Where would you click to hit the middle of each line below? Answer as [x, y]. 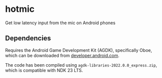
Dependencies [28, 38]
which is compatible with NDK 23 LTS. [44, 70]
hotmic [20, 9]
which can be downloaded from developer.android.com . [62, 55]
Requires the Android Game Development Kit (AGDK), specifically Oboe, [79, 50]
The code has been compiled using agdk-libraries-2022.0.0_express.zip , [81, 65]
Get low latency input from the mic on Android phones [60, 23]
